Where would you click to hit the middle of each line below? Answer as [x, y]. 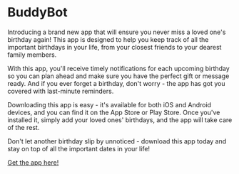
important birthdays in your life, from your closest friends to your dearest [115, 47]
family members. [32, 55]
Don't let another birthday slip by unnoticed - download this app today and [117, 141]
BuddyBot [37, 12]
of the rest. [24, 127]
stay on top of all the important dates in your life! [79, 148]
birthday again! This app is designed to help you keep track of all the [108, 39]
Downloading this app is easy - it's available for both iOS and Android [110, 104]
